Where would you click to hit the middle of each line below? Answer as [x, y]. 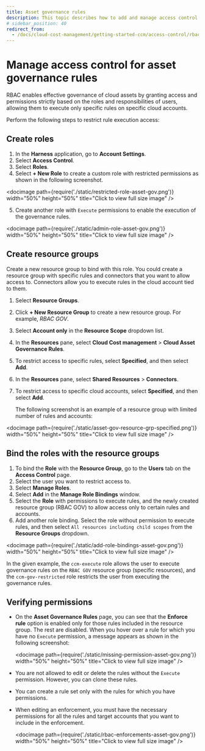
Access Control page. [43, 474]
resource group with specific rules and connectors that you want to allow [98, 275]
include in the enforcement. [50, 723]
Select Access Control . [45, 160]
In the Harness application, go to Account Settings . [81, 154]
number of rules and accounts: [54, 416]
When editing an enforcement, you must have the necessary [91, 710]
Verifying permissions [49, 602]
